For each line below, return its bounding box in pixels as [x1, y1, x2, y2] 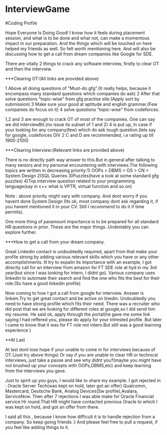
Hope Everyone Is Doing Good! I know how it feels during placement [5, 29, 145, 35]
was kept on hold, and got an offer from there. [5, 404, 99, 410]
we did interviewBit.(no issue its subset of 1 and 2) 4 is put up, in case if [5, 121, 152, 127]
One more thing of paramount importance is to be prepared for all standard [5, 218, 159, 224]
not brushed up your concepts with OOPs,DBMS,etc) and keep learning [5, 362, 152, 368]
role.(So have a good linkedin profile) [5, 280, 81, 286]
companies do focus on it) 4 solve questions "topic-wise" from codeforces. [5, 106, 160, 112]
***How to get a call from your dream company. [5, 239, 105, 245]
